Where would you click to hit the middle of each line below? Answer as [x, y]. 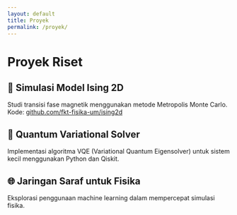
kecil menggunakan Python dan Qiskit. [63, 159]
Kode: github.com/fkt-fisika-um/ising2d [65, 112]
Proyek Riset [45, 62]
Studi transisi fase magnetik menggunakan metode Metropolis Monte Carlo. [117, 105]
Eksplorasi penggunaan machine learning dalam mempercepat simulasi [111, 198]
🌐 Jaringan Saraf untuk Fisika [74, 181]
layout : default [31, 14]
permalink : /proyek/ [38, 27]
